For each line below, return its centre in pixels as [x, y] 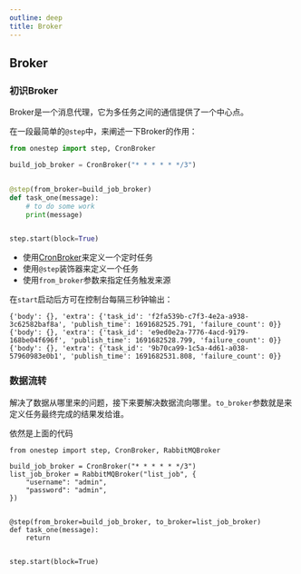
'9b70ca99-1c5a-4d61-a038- [198, 349]
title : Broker [36, 26]
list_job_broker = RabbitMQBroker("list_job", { [103, 474]
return [38, 538]
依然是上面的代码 [41, 433]
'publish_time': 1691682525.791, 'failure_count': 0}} [176, 325]
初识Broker [34, 90]
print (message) [54, 214]
